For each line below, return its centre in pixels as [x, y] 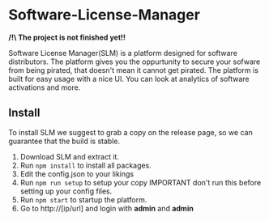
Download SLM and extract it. [70, 156]
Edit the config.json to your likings [77, 174]
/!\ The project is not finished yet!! [67, 37]
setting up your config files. [66, 191]
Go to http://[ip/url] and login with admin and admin [107, 208]
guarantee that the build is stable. [64, 141]
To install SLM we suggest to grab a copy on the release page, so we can [130, 132]
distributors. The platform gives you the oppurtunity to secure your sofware [134, 62]
